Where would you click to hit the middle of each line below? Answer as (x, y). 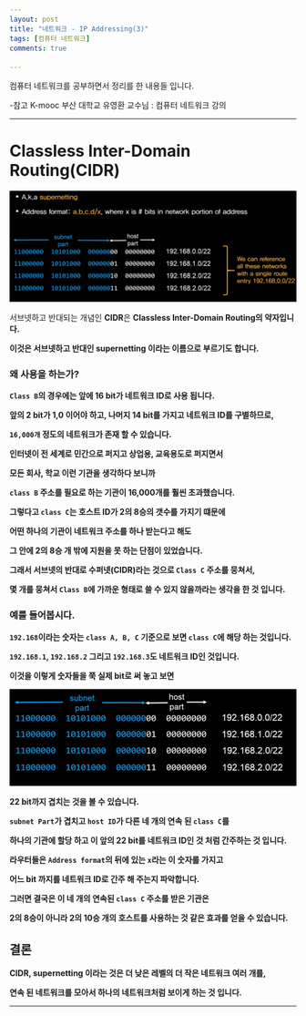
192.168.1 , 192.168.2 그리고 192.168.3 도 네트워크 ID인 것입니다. (124, 656)
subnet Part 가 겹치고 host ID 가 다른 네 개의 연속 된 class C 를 (119, 821)
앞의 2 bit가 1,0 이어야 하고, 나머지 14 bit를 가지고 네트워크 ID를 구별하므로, (142, 416)
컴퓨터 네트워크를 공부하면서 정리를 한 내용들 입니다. (102, 86)
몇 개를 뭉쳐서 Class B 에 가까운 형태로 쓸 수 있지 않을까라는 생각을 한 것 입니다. (148, 590)
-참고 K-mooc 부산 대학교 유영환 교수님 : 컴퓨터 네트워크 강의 (118, 106)
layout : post (34, 19)
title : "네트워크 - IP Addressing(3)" (79, 29)
